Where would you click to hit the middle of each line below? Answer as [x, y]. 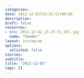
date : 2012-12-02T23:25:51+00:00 [39, 14]
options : [14, 46]
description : [18, 18]
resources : [16, 28]
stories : [14, 55]
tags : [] [14, 68]
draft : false [18, 23]
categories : [17, 9]
